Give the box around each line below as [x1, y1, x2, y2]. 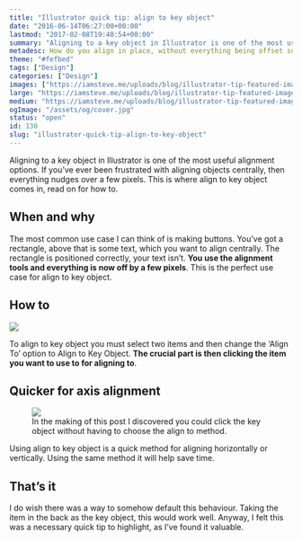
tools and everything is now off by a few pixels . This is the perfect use [9, 262, 274, 272]
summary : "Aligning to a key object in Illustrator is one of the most [9, 38, 283, 48]
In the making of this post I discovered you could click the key [31, 416, 261, 427]
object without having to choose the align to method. [31, 426, 227, 437]
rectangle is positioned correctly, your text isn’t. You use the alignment [9, 253, 273, 263]
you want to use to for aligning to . [9, 357, 138, 368]
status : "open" [9, 113, 67, 122]
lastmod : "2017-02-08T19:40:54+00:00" [9, 30, 155, 39]
